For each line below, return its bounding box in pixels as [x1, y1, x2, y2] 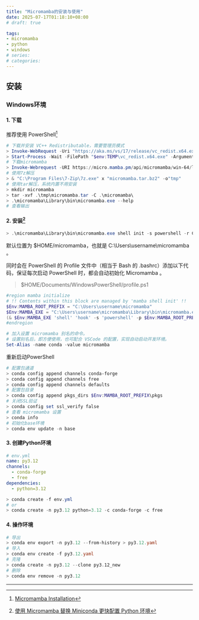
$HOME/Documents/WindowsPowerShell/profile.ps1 [20, 281, 149, 288]
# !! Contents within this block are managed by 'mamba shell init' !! [6, 298, 187, 304]
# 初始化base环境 [6, 420, 44, 426]
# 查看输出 [6, 203, 30, 209]
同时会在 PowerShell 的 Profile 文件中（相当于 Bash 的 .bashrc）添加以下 [6, 262, 184, 269]
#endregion [6, 320, 33, 326]
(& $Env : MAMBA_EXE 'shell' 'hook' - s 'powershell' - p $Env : [6, 314, 158, 320]
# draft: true [6, 20, 41, 25]
